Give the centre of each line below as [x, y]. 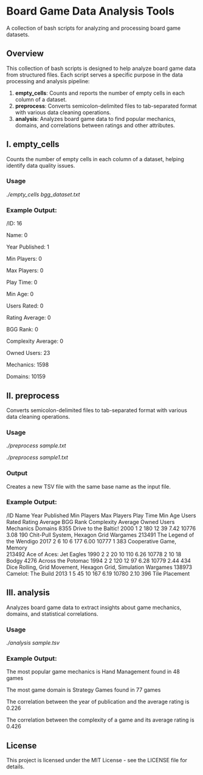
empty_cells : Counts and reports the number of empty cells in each [100, 93]
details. [15, 766]
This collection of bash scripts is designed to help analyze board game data [101, 68]
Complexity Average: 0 [35, 341]
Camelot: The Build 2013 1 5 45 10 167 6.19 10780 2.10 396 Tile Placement [98, 573]
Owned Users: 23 [28, 353]
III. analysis [28, 593]
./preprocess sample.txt [36, 446]
